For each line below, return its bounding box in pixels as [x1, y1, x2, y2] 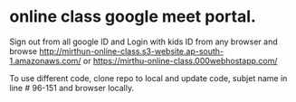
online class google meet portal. [9, 6, 256, 27]
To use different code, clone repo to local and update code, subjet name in [9, 72, 288, 83]
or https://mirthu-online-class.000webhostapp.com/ [82, 55, 278, 66]
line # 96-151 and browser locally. [9, 82, 134, 93]
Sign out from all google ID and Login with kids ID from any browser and [9, 36, 278, 47]
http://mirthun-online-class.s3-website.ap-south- [39, 45, 224, 56]
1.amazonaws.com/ [9, 55, 81, 66]
